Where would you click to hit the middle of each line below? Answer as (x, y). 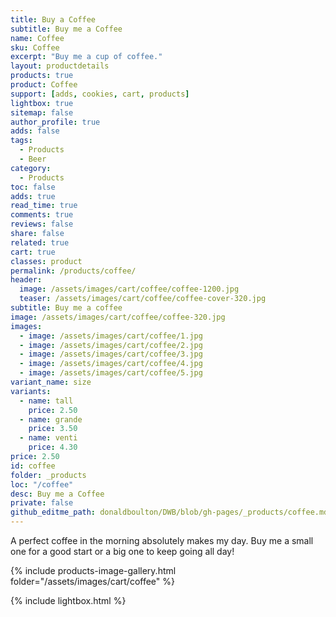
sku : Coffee (35, 47)
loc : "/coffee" (42, 484)
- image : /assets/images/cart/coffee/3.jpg (111, 354)
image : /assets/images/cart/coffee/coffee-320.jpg (118, 317)
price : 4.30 (53, 447)
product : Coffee (44, 85)
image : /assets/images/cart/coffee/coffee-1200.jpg (129, 289)
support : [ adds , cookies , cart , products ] (100, 94)
